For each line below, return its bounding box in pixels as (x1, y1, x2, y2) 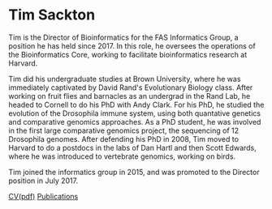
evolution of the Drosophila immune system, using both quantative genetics (8, 108, 261, 118)
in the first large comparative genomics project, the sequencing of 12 (8, 126, 240, 135)
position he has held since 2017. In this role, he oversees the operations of (8, 41, 256, 50)
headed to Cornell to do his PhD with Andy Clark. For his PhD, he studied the (8, 100, 265, 109)
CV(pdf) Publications (8, 191, 79, 201)
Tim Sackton (8, 6, 96, 24)
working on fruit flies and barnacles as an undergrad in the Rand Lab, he (8, 91, 251, 100)
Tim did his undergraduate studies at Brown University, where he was (8, 74, 241, 83)
